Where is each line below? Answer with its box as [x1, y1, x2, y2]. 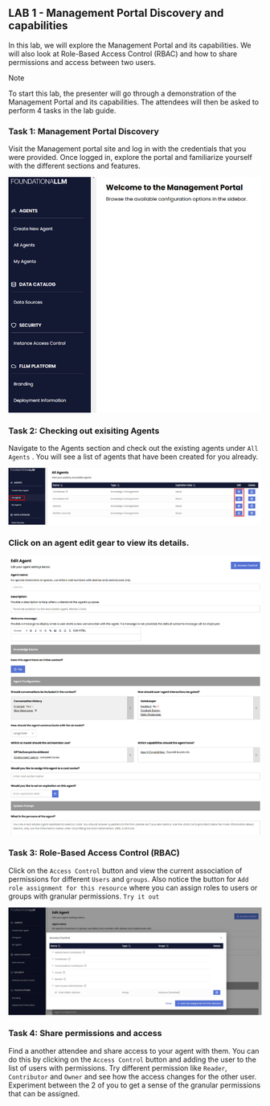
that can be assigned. [8, 1088, 80, 1098]
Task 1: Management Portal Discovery [8, 125, 159, 137]
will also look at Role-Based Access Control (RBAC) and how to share [8, 48, 238, 59]
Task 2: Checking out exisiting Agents [8, 425, 160, 436]
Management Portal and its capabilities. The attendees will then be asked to [8, 96, 260, 107]
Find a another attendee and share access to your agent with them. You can [8, 1046, 260, 1055]
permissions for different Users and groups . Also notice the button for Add [8, 874, 249, 883]
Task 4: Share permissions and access [8, 1028, 162, 1039]
